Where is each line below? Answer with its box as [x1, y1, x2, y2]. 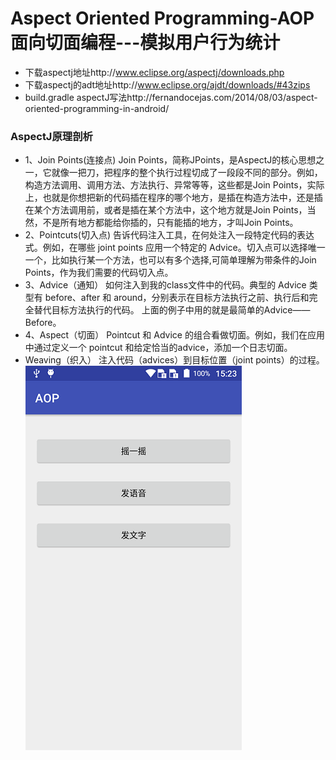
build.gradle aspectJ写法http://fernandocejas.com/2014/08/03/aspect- [24, 91, 318, 103]
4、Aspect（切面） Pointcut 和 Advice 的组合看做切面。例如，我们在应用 [24, 329, 325, 341]
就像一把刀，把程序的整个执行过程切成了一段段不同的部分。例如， [51, 167, 323, 179]
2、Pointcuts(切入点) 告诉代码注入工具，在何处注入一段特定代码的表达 [24, 229, 315, 241]
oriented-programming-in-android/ [24, 102, 170, 114]
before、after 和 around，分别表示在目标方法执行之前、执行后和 [44, 292, 310, 304]
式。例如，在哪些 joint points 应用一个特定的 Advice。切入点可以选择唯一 [24, 242, 326, 254]
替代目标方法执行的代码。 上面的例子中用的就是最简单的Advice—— [33, 304, 311, 316]
